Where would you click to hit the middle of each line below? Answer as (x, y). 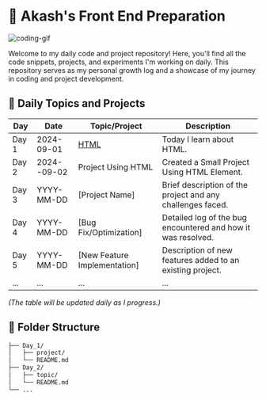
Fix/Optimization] (110, 232)
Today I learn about (198, 139)
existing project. (192, 270)
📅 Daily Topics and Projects (77, 103)
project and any (191, 195)
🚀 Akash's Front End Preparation (117, 16)
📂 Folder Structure (54, 328)
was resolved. (188, 237)
